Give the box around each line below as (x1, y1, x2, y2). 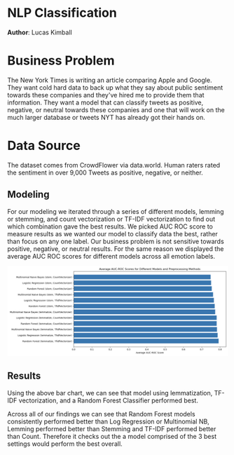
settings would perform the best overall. (7, 440, 123, 448)
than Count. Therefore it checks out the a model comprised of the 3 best (7, 432, 217, 440)
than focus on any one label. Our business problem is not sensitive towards (7, 237, 224, 245)
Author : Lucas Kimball (7, 28, 72, 36)
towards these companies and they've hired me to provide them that (7, 90, 205, 99)
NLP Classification (7, 5, 117, 21)
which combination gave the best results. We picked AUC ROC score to (7, 222, 214, 231)
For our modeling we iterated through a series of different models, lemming (7, 207, 224, 215)
